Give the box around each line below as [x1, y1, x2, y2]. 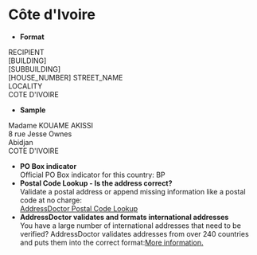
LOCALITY [8, 81, 43, 91]
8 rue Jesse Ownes [8, 129, 72, 139]
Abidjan [8, 137, 33, 147]
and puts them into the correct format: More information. [19, 237, 204, 247]
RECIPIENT [8, 47, 45, 57]
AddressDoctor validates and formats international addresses [19, 212, 229, 222]
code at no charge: [19, 195, 82, 205]
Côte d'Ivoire [8, 6, 95, 24]
